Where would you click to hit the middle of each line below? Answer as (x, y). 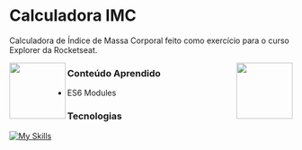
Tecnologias (95, 116)
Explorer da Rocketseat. (53, 49)
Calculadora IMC (73, 16)
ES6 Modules (92, 93)
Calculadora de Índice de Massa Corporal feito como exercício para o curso (149, 40)
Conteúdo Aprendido (114, 73)
